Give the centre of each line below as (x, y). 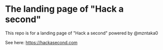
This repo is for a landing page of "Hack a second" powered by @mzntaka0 (82, 33)
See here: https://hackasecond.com (41, 42)
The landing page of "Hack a (65, 9)
